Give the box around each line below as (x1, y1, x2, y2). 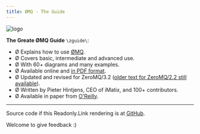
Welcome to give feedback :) (6, 121, 77, 128)
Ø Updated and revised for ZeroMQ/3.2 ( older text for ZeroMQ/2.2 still (14, 73, 187, 80)
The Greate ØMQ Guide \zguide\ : (6, 36, 89, 43)
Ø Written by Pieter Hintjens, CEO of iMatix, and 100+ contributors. (14, 86, 179, 93)
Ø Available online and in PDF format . (14, 67, 107, 74)
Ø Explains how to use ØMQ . (14, 48, 85, 55)
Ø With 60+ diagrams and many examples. (14, 61, 120, 68)
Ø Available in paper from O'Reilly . (14, 92, 99, 99)
